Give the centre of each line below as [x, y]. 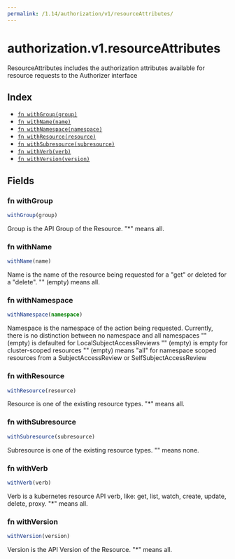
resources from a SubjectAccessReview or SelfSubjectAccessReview [107, 358]
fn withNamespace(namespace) [60, 130]
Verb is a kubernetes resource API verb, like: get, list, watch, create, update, [117, 496]
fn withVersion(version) [54, 159]
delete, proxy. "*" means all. [48, 503]
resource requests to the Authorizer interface [72, 75]
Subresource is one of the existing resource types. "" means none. [103, 450]
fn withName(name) [44, 122]
